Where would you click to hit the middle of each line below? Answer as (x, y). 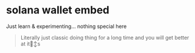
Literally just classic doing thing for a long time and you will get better (105, 37)
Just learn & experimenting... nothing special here (67, 26)
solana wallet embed (58, 10)
